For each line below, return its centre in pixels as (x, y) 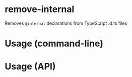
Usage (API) (30, 67)
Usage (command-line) (54, 44)
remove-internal (40, 9)
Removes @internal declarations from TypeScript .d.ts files (66, 23)
